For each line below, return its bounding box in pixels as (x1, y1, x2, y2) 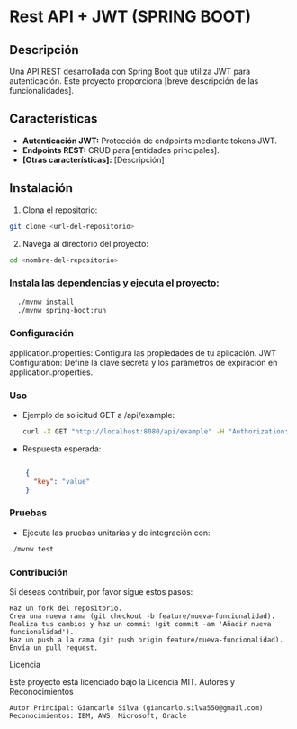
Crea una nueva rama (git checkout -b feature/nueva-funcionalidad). (9, 611, 276, 621)
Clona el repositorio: (22, 205, 98, 215)
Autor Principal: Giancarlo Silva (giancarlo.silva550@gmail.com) (9, 703, 264, 713)
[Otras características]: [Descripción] (22, 154, 165, 165)
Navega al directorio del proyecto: (22, 238, 148, 249)
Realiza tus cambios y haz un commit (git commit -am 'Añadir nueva (9, 619, 272, 628)
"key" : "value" (32, 477, 91, 486)
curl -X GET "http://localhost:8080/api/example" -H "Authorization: (22, 427, 290, 436)
